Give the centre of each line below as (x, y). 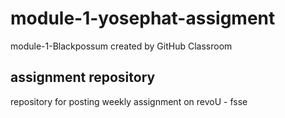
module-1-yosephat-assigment (143, 18)
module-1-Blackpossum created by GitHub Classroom (121, 46)
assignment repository (83, 77)
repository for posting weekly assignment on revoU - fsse (129, 101)
